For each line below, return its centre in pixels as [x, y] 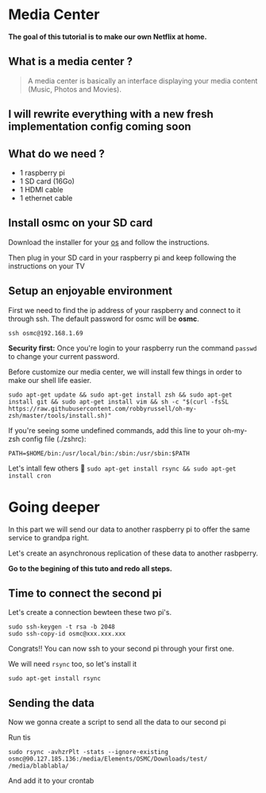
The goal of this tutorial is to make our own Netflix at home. [108, 37]
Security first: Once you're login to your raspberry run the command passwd [133, 348]
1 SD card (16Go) [47, 181]
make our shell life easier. [50, 380]
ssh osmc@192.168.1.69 [46, 333]
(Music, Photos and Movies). [74, 89]
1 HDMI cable [41, 189]
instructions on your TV [46, 266]
